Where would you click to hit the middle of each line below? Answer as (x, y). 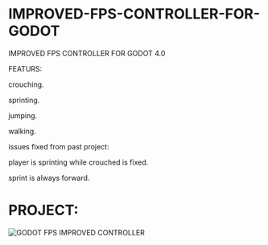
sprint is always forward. (49, 178)
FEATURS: (25, 68)
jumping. (23, 115)
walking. (22, 131)
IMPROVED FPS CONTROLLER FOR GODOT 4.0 (87, 53)
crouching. (26, 84)
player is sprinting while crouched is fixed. (78, 162)
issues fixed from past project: (59, 146)
